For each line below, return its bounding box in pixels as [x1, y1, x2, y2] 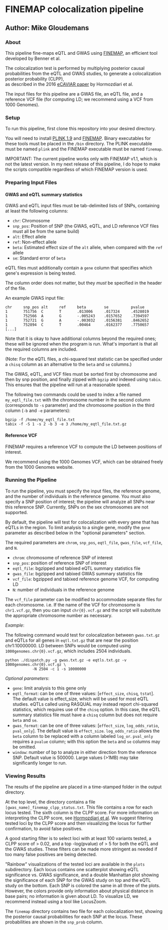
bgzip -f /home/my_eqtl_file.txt [5, 417, 75, 422]
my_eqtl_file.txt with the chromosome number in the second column [5, 397, 150, 403]
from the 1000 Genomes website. [5, 464, 74, 470]
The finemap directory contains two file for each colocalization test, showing [5, 908, 163, 914]
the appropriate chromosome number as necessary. [5, 612, 113, 618]
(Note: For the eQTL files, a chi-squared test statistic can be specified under [5, 356, 163, 362]
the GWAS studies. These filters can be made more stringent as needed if [5, 846, 157, 852]
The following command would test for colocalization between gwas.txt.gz [5, 632, 160, 638]
